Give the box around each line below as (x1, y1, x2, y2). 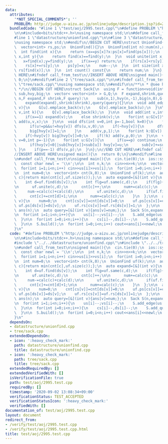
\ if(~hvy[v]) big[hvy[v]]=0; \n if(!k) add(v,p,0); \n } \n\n (14, 133, 157, 138)
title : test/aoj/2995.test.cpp (5, 431, 70, 436)
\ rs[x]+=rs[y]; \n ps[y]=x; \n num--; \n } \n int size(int (14, 63, 160, 68)
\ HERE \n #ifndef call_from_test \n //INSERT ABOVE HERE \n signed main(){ (14, 73, 164, 78)
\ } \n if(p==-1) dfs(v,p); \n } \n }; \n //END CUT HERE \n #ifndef (14, 147, 153, 152)
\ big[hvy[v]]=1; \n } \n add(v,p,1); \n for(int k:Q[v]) (14, 128, 162, 133)
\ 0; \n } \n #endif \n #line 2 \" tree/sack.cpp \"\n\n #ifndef (14, 77, 133, 82)
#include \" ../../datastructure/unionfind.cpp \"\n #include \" (14, 240, 146, 246)
